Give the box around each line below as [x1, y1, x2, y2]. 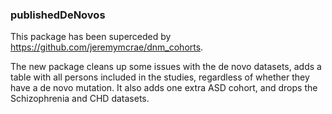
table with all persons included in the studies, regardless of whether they [10, 71, 310, 83]
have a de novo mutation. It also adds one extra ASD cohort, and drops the [10, 82, 318, 94]
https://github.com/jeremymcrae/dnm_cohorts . [10, 41, 204, 53]
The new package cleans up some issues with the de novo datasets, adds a [10, 61, 322, 73]
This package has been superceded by [10, 31, 172, 43]
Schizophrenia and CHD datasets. [10, 93, 150, 105]
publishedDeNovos [10, 8, 106, 22]
